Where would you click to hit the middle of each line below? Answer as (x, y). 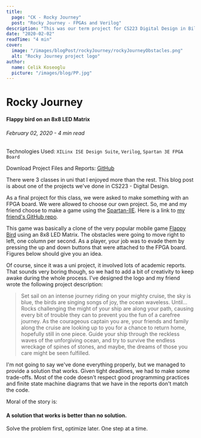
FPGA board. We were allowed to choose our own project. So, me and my (97, 204)
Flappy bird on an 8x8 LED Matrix (48, 120)
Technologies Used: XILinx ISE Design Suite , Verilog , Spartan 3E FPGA (95, 151)
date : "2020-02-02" (31, 34)
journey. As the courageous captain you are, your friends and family (105, 321)
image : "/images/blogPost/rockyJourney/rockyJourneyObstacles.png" (98, 51)
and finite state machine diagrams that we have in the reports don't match (97, 384)
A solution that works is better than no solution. (67, 415)
